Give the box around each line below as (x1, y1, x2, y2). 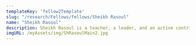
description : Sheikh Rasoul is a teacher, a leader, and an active (6, 25, 174, 31)
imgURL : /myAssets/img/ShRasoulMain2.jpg (6, 30, 108, 36)
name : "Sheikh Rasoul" (6, 19, 61, 25)
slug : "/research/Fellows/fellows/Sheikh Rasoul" (6, 14, 129, 20)
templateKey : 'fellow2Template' (6, 8, 85, 15)
